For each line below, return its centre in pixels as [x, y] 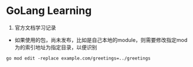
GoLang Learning [49, 11]
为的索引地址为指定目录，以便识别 [56, 47]
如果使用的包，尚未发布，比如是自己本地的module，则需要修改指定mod [101, 40]
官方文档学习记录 [35, 27]
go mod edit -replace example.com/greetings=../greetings [78, 58]
